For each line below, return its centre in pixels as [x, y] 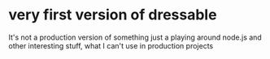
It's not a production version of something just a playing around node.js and [135, 37]
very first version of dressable [113, 15]
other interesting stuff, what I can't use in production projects [111, 45]
